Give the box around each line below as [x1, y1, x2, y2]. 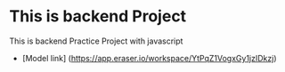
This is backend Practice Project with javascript [9, 36, 183, 46]
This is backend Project [9, 6, 187, 27]
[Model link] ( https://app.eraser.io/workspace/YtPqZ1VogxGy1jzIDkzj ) [21, 52, 278, 63]
